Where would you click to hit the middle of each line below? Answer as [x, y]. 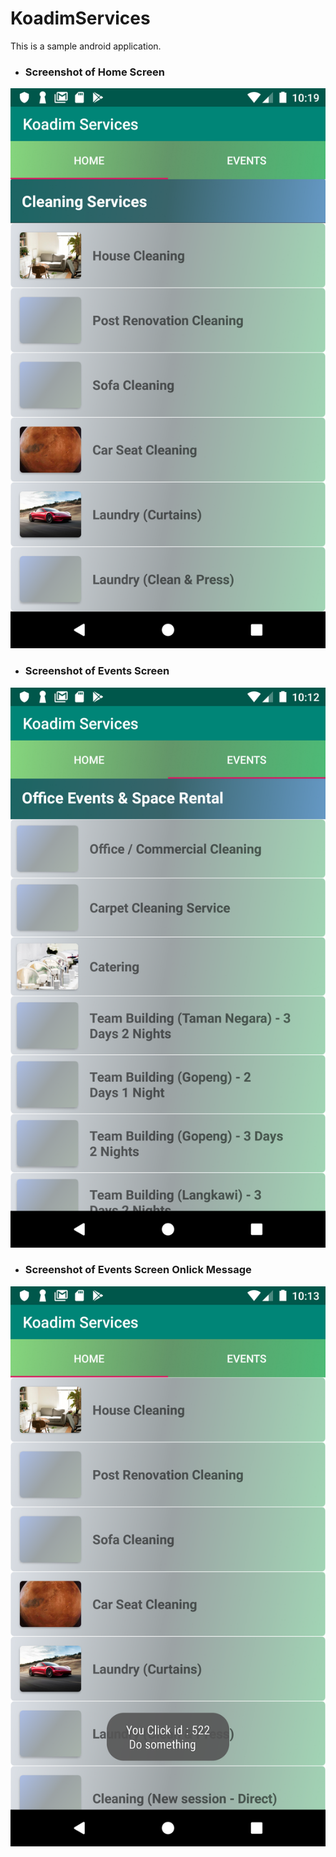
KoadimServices [80, 18]
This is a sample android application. [86, 46]
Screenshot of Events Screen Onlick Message [138, 1270]
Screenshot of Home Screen [94, 72]
